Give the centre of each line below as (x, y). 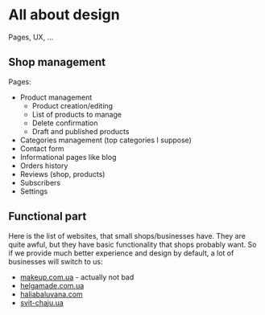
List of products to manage (77, 114)
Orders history (44, 166)
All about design (64, 15)
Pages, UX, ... (31, 37)
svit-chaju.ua (42, 302)
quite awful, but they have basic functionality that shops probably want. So (132, 244)
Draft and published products (81, 131)
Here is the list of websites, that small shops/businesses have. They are (127, 235)
